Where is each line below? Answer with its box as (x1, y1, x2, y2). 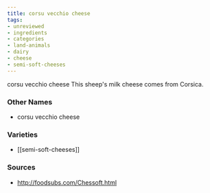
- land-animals (7, 42, 51, 49)
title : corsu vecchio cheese (7, 10, 91, 17)
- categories (7, 36, 45, 43)
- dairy (7, 49, 30, 56)
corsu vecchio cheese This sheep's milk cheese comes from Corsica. (7, 80, 204, 88)
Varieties (7, 130, 38, 139)
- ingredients (7, 29, 48, 36)
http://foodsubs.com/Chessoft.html (16, 178, 117, 186)
